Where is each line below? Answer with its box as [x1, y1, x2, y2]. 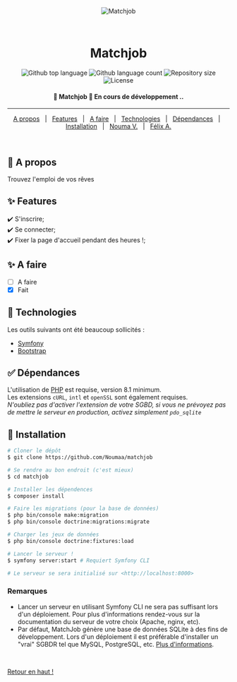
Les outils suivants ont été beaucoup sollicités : [7, 325, 145, 334]
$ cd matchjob [7, 473, 49, 480]
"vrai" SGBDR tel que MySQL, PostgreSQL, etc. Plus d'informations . [17, 640, 214, 648]
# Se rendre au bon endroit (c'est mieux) [7, 466, 134, 474]
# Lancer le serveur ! [7, 550, 74, 557]
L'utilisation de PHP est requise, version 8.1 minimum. [7, 385, 162, 394]
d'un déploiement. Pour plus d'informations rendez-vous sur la [17, 610, 200, 618]
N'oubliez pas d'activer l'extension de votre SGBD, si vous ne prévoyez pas [7, 400, 226, 409]
